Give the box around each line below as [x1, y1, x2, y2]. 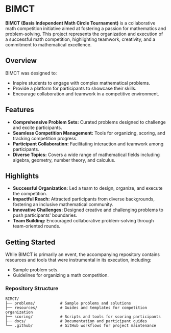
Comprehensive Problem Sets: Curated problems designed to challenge [12, 119, 166, 125]
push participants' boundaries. [12, 212, 78, 218]
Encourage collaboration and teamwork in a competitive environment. [12, 90, 159, 97]
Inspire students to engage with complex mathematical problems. [12, 80, 151, 86]
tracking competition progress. [12, 135, 78, 141]
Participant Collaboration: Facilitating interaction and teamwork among [12, 141, 164, 147]
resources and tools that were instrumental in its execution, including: [5, 257, 152, 263]
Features [5, 106, 34, 114]
